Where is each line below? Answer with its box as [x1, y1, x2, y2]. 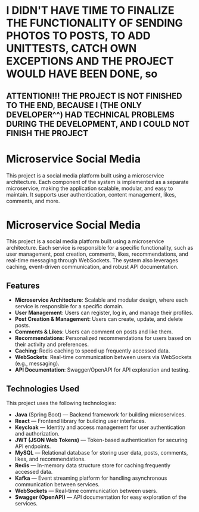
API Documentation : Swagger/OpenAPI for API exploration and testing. [14, 366, 190, 373]
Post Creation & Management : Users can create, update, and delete [14, 315, 184, 323]
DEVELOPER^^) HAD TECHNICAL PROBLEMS [6, 109, 175, 119]
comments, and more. [6, 197, 60, 204]
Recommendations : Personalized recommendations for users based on [14, 335, 191, 342]
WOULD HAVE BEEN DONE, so [6, 67, 158, 81]
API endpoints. [14, 443, 51, 450]
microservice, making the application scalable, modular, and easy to [6, 185, 173, 192]
